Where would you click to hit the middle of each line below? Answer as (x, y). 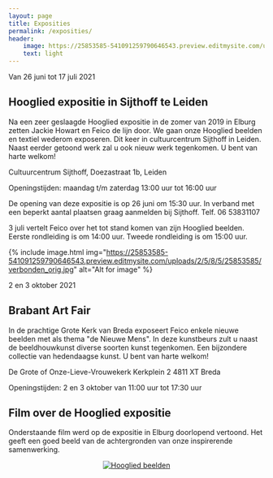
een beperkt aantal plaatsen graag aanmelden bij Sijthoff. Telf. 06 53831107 (134, 212)
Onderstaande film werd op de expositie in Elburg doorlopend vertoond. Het (136, 433)
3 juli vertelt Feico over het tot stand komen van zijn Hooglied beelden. (127, 227)
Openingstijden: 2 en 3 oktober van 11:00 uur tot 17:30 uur (105, 387)
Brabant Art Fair (50, 310)
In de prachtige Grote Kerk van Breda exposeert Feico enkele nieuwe (124, 330)
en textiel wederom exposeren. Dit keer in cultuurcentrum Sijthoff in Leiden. (135, 139)
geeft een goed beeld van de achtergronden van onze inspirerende (121, 441)
